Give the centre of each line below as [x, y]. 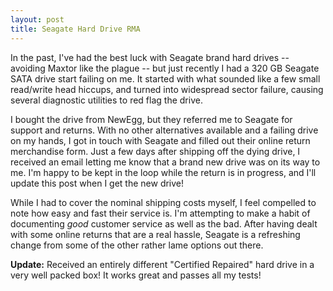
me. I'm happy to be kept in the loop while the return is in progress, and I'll [163, 172]
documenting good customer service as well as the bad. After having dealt [164, 223]
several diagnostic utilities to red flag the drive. [106, 100]
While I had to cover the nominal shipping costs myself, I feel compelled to [163, 202]
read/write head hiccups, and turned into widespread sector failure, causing [167, 89]
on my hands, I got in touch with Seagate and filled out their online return [160, 140]
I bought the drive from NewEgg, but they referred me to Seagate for [151, 119]
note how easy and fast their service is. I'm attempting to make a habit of [160, 213]
